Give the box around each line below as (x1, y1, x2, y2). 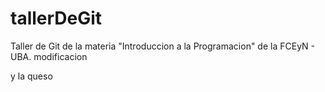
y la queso (10, 70, 53, 82)
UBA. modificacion (10, 50, 88, 62)
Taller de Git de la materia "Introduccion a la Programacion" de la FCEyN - (10, 40, 315, 52)
